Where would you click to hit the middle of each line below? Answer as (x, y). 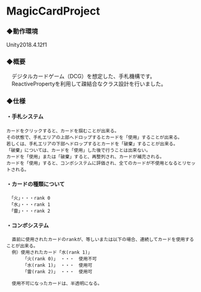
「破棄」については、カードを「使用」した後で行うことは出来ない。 (78, 150)
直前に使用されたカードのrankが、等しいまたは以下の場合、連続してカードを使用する (103, 240)
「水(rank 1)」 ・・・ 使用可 (57, 265)
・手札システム (25, 117)
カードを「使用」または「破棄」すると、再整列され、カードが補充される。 (85, 157)
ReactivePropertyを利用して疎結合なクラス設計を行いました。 (89, 84)
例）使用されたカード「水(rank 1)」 (52, 253)
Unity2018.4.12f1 (27, 45)
